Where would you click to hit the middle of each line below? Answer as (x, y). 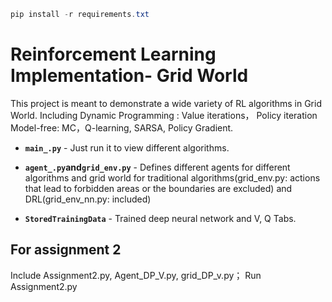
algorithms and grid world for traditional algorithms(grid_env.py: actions (172, 177)
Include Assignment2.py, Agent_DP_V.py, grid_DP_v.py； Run (136, 275)
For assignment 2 (66, 250)
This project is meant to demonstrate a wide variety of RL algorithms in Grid (166, 103)
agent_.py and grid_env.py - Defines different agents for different (157, 167)
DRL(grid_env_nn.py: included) (88, 199)
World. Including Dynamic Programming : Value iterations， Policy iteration (164, 115)
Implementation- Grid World (129, 76)
